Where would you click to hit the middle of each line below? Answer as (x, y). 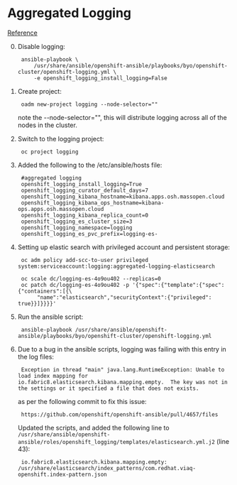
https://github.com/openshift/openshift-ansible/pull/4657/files (120, 414)
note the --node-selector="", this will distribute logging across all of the (122, 117)
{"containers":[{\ (45, 291)
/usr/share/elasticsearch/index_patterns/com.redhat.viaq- (107, 468)
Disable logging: (41, 46)
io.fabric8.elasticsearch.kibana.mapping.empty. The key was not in (123, 382)
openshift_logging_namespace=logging (77, 228)
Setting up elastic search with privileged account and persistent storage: (124, 247)
